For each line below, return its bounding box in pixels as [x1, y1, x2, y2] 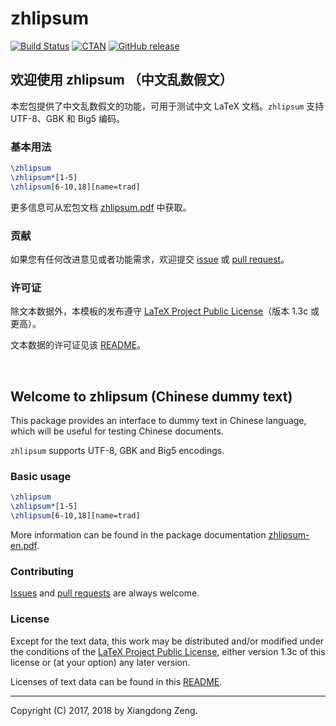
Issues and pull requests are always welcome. [10, 587, 200, 599]
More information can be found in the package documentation [10, 529, 267, 541]
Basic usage [10, 470, 72, 483]
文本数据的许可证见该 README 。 [10, 339, 147, 351]
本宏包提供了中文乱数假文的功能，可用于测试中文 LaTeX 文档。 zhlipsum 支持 [10, 100, 325, 112]
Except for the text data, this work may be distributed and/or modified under [10, 635, 325, 647]
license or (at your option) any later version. [10, 656, 191, 668]
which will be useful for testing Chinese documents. [10, 425, 224, 437]
